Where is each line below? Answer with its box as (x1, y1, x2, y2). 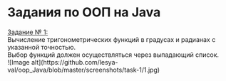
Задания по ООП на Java (7, 4, 161, 21)
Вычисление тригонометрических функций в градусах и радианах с (7, 35, 216, 43)
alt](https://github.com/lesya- (31, 58, 118, 66)
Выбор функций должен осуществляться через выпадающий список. (7, 50, 220, 59)
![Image (7, 58, 30, 66)
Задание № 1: (7, 28, 48, 36)
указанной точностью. (7, 43, 76, 51)
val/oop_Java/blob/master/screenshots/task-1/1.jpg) (7, 65, 160, 74)
